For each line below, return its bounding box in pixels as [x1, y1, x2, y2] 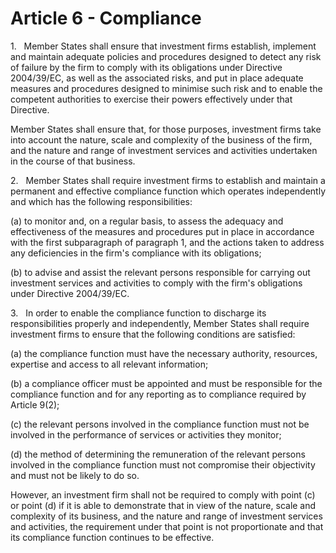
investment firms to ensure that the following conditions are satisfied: [10, 328, 296, 340]
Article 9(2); [10, 398, 60, 411]
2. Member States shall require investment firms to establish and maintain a [10, 174, 326, 186]
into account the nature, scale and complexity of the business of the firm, [10, 133, 313, 146]
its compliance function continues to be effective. [10, 531, 215, 543]
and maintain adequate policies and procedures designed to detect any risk [10, 50, 322, 62]
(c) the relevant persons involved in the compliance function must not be [10, 418, 310, 430]
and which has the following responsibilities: [10, 195, 193, 207]
